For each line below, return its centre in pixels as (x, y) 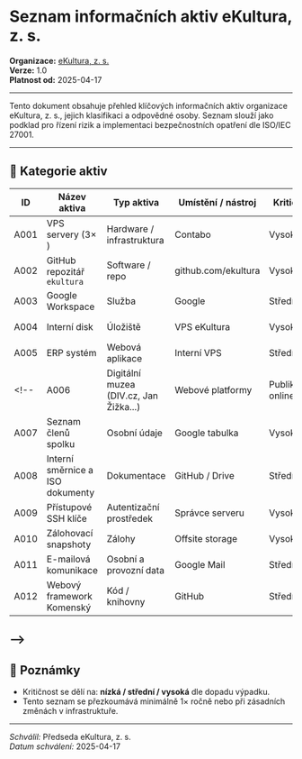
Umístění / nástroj (218, 202)
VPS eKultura (203, 326)
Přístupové (69, 507)
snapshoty (69, 544)
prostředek (130, 518)
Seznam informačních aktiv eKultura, (151, 17)
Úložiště (124, 326)
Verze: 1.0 (28, 70)
